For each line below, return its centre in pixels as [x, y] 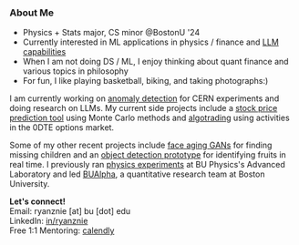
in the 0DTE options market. [62, 128]
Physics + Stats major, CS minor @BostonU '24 [111, 33]
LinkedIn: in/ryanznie [49, 221]
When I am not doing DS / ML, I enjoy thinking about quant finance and [155, 62]
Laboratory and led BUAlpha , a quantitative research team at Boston [137, 174]
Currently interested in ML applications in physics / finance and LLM [151, 42]
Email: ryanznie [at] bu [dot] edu [70, 211]
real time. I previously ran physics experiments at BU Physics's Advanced [147, 165]
